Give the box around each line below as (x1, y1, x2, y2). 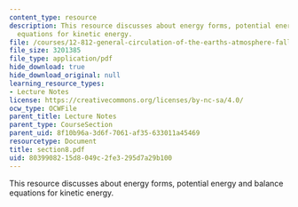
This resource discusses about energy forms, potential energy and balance (9, 178, 284, 188)
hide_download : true (9, 63, 86, 72)
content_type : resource (9, 12, 98, 22)
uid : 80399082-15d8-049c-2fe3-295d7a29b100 (9, 153, 173, 163)
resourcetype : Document (9, 137, 98, 146)
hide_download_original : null (9, 71, 122, 80)
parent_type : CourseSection (9, 121, 114, 130)
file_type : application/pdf (9, 54, 114, 63)
